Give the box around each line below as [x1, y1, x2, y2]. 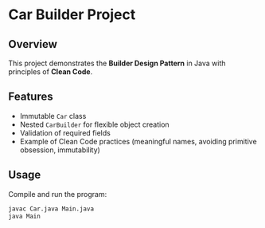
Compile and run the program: [8, 189, 107, 199]
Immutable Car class [19, 111, 87, 120]
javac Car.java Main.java [8, 205, 94, 213]
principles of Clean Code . [8, 67, 93, 77]
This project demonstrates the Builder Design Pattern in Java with [8, 58, 226, 68]
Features [8, 90, 53, 104]
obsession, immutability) [19, 145, 101, 155]
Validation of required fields [19, 128, 111, 137]
